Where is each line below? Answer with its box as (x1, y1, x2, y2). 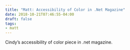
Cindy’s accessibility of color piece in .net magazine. (5, 39, 113, 45)
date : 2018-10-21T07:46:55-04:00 (5, 12, 74, 17)
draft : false (5, 16, 32, 21)
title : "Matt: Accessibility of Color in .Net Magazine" (5, 7, 126, 12)
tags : (5, 21, 16, 26)
